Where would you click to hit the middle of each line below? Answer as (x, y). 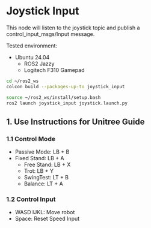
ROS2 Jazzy (39, 64)
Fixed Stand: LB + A (39, 158)
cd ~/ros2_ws (23, 81)
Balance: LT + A (43, 184)
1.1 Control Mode (31, 139)
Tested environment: (32, 46)
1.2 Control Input (31, 199)
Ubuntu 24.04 (32, 57)
